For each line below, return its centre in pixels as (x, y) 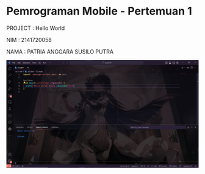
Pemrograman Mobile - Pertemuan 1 (99, 11)
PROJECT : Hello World (36, 28)
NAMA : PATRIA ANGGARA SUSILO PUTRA (60, 51)
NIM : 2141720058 (29, 40)
